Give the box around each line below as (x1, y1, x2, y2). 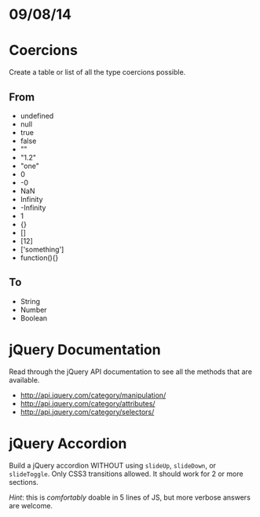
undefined (20, 111, 54, 120)
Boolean (20, 313, 48, 323)
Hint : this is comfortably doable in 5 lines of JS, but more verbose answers (9, 493, 251, 502)
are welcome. (9, 500, 53, 510)
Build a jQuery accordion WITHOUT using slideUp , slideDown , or (9, 460, 217, 470)
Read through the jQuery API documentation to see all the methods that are (9, 367, 252, 376)
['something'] (20, 244, 64, 254)
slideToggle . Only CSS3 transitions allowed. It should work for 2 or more (9, 469, 244, 478)
